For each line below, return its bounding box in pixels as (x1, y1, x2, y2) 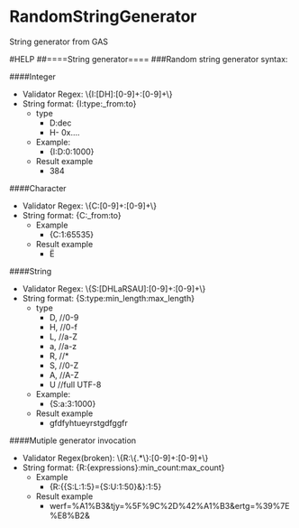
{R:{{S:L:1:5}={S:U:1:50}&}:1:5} (49, 481, 162, 492)
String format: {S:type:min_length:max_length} (22, 292, 195, 303)
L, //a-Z (49, 331, 78, 342)
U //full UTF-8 (49, 379, 102, 390)
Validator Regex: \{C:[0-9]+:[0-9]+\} (22, 200, 158, 211)
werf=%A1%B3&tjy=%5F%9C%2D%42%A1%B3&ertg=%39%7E (49, 500, 290, 511)
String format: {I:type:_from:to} (22, 97, 137, 109)
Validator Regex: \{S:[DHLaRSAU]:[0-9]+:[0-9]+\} (22, 283, 206, 294)
